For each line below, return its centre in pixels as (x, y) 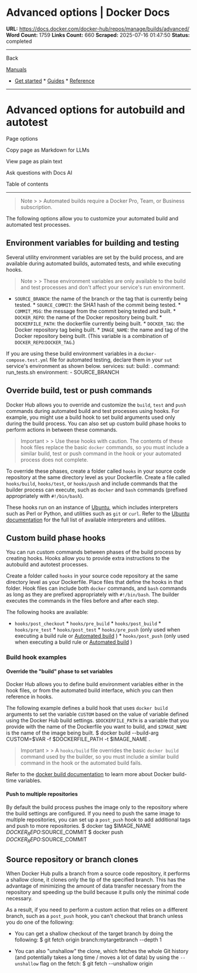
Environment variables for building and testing (93, 243)
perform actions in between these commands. (62, 429)
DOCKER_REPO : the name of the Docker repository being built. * (88, 317)
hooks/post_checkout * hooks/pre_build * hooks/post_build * (88, 623)
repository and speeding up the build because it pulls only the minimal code (98, 892)
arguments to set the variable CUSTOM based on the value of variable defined (97, 714)
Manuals (16, 69)
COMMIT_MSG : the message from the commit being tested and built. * (95, 311)
